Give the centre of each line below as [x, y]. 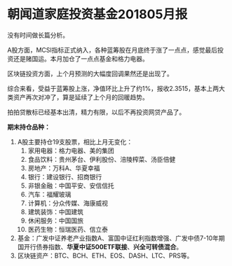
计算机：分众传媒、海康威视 [68, 203]
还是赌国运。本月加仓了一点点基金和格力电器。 [81, 58]
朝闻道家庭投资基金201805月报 [97, 14]
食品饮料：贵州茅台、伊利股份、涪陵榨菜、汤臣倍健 [102, 159]
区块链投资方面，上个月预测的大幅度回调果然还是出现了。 [90, 73]
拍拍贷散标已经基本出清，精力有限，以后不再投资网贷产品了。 [96, 112]
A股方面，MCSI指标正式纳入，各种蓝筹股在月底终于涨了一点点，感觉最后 [112, 50]
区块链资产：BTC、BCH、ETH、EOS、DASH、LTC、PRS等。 [105, 255]
